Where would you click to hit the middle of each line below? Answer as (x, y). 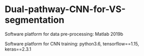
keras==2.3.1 (18, 49)
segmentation (34, 20)
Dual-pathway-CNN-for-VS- (65, 9)
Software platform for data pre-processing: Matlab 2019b (64, 34)
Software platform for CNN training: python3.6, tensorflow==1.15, (72, 43)
